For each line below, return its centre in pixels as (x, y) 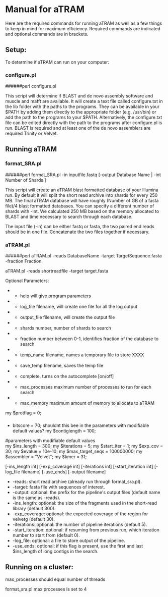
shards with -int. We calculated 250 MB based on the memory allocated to (82, 211)
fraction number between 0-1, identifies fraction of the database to (89, 339)
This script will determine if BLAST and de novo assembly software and (79, 96)
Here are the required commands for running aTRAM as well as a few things (84, 23)
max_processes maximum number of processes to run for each (86, 387)
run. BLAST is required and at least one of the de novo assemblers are (78, 128)
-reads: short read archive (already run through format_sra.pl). (77, 481)
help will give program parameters (56, 296)
